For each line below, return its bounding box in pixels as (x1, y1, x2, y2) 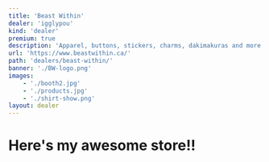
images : (8, 72, 35, 80)
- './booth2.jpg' (23, 79, 81, 87)
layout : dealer (8, 102, 60, 110)
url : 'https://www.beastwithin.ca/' (8, 49, 131, 57)
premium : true (8, 34, 56, 43)
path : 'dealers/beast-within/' (8, 57, 114, 65)
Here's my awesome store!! (8, 136, 196, 155)
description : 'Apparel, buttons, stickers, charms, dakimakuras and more (8, 42, 262, 50)
